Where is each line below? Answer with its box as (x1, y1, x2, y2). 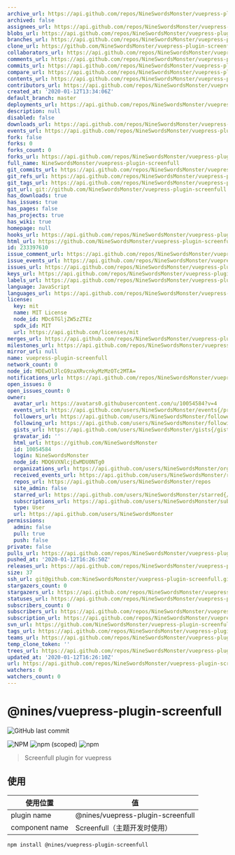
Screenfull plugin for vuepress (24, 753, 112, 762)
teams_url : (7, 634, 39, 641)
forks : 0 (7, 141, 33, 148)
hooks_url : (7, 231, 39, 238)
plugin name (10, 810, 52, 820)
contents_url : (7, 75, 49, 82)
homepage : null (7, 224, 52, 231)
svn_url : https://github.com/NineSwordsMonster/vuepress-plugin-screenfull (7, 622, 233, 628)
